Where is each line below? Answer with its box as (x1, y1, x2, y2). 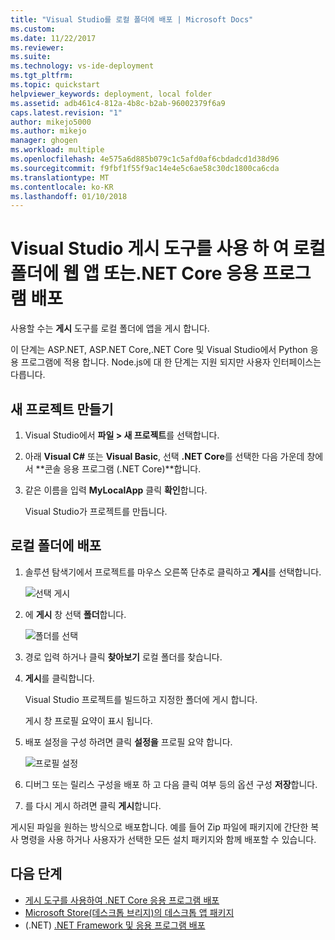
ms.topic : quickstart (10, 80, 101, 90)
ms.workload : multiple (10, 145, 105, 155)
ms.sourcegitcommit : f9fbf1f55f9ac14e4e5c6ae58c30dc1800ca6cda (10, 163, 280, 173)
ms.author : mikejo (10, 126, 87, 136)
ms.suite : (10, 52, 52, 62)
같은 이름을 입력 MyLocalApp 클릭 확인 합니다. (24, 484, 208, 496)
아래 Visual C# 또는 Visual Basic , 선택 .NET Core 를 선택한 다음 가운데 (24, 451, 305, 462)
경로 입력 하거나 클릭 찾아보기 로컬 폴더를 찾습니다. (24, 651, 223, 663)
